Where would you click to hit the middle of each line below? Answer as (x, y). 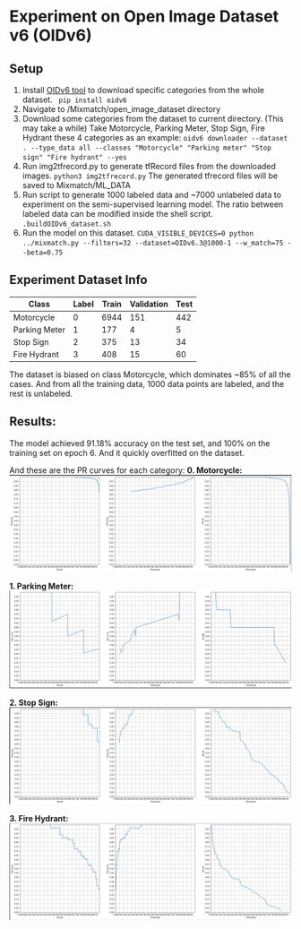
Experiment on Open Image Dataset (144, 17)
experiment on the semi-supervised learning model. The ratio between (153, 204)
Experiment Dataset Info (78, 280)
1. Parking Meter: (42, 586)
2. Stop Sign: (34, 702)
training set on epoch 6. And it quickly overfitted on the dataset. (127, 452)
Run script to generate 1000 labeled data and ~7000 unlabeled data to (152, 195)
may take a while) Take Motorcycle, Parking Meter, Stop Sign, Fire (144, 128)
